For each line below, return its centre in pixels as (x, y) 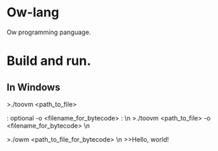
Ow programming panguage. (49, 32)
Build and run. (49, 61)
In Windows (33, 87)
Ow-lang (33, 12)
